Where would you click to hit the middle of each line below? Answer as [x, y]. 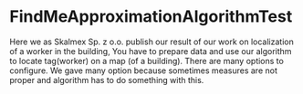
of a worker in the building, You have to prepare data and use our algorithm [151, 51]
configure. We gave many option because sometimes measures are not [144, 70]
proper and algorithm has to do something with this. [107, 80]
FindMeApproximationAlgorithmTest [151, 17]
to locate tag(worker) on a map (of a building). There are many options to [147, 61]
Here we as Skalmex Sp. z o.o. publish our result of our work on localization [151, 42]
